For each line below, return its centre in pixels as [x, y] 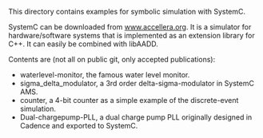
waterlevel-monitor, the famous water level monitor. [105, 75]
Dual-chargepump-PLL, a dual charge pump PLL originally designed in [136, 117]
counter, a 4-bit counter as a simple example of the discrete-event [129, 100]
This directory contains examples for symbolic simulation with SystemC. [127, 12]
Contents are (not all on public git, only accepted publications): [112, 59]
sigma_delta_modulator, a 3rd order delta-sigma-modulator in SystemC [137, 83]
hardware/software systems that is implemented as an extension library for [131, 35]
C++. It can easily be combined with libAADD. [83, 44]
